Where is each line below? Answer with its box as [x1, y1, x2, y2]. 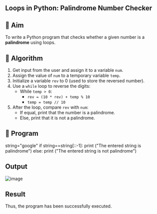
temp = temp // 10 [27, 100, 66, 105]
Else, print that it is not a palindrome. [19, 115, 96, 121]
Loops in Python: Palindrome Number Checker [5, 4, 153, 12]
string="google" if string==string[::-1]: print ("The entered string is [5, 142, 141, 149]
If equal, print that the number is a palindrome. [19, 110, 116, 116]
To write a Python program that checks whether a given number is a [5, 34, 145, 40]
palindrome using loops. [5, 39, 56, 45]
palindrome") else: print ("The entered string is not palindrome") [5, 148, 137, 154]
